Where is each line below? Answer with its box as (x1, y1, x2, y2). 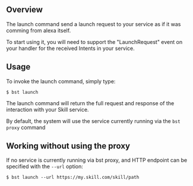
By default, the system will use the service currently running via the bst (6, 117, 181, 124)
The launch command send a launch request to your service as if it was (6, 20, 181, 27)
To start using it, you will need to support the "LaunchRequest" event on (6, 38, 183, 45)
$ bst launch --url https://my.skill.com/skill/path (6, 175, 140, 181)
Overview (6, 5, 43, 15)
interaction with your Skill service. (6, 106, 89, 113)
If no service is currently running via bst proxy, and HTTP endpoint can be (6, 157, 188, 164)
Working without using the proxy (6, 141, 131, 151)
